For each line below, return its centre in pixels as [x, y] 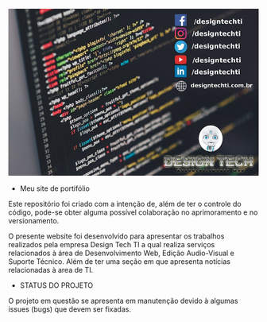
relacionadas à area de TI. [51, 270]
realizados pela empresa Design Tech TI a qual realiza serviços [112, 245]
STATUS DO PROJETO [56, 285]
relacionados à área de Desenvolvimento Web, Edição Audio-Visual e [121, 253]
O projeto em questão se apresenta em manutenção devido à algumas [123, 301]
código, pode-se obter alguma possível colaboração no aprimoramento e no [133, 212]
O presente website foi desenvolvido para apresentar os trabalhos [116, 236]
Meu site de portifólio [54, 188]
